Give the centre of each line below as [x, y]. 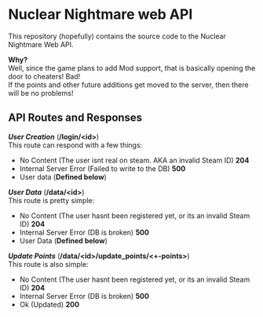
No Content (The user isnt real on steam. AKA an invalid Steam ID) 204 [134, 160]
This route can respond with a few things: [75, 145]
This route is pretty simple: [51, 200]
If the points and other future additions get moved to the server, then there [128, 85]
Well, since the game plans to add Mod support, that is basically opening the [132, 67]
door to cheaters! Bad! [44, 76]
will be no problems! [41, 93]
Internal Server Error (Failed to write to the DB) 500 [102, 168]
